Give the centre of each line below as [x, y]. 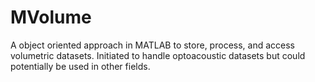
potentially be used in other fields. [80, 66]
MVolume [51, 17]
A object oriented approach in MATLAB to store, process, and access [152, 45]
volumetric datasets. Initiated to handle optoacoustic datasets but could [158, 55]
